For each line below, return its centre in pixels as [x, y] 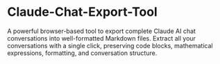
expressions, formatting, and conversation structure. [82, 53]
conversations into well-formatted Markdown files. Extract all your [102, 38]
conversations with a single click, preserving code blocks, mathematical [110, 45]
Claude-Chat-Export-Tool [82, 12]
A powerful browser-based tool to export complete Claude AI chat [102, 31]
